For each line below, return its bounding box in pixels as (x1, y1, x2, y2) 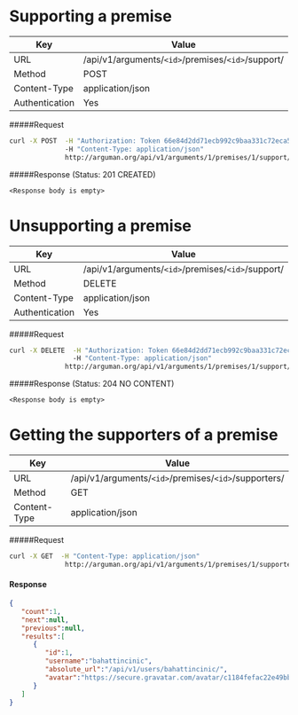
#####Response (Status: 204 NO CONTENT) (9, 379, 175, 389)
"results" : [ (20, 632, 66, 640)
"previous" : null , (20, 624, 86, 632)
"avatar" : (44, 672, 82, 682)
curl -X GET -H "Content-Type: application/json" (9, 552, 200, 561)
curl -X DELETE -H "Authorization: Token (9, 346, 169, 355)
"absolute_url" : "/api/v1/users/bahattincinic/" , (44, 665, 228, 674)
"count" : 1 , (20, 607, 62, 616)
